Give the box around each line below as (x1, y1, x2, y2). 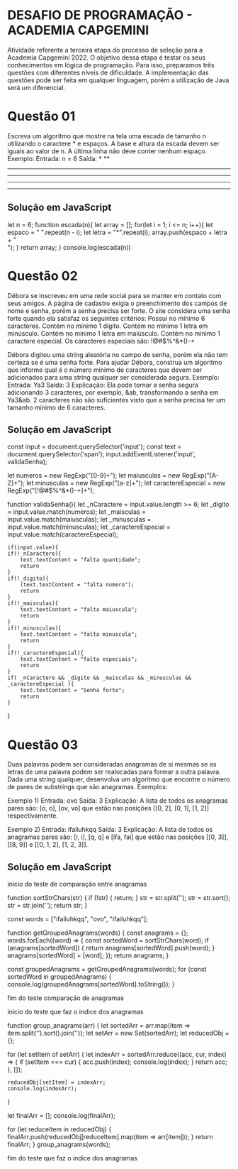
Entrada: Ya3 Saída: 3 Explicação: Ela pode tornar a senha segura (7, 380, 198, 389)
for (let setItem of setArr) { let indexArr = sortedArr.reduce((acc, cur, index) (7, 1050, 227, 1059)
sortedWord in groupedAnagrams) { (7, 972, 112, 981)
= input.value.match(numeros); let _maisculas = (7, 507, 147, 516)
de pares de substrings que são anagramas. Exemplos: (7, 783, 168, 791)
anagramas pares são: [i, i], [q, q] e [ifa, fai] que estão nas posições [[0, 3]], (7, 833, 229, 841)
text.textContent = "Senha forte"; (20, 687, 125, 694)
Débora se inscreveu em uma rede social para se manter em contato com (7, 291, 222, 300)
